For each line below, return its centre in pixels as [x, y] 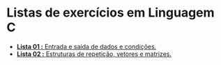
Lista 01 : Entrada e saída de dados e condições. [86, 46]
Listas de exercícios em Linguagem [110, 13]
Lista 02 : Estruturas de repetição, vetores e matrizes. [94, 54]
